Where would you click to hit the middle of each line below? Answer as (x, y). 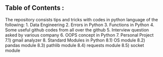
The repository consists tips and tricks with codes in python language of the (81, 19)
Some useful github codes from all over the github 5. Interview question (77, 30)
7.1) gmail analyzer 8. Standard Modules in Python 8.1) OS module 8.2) (75, 40)
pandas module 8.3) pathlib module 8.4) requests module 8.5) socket (75, 45)
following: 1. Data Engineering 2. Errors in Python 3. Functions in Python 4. (80, 25)
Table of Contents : (35, 8)
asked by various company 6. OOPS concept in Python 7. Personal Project (79, 35)
